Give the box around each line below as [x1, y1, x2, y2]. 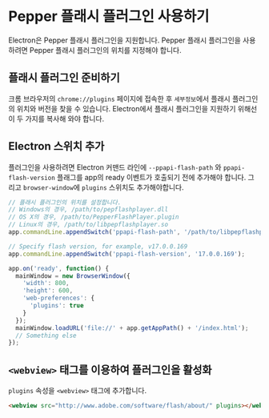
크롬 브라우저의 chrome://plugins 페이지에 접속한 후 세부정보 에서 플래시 [8, 94, 231, 103]
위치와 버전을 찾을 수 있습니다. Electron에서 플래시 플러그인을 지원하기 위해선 [16, 103, 258, 113]
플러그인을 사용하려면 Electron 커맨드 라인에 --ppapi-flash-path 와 [8, 162, 222, 172]
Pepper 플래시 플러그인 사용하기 [8, 7, 210, 26]
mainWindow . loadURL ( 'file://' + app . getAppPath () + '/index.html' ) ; [15, 324, 249, 332]
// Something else [15, 332, 78, 340]
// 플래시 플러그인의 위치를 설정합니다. [8, 198, 122, 207]
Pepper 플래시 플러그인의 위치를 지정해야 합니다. [29, 45, 182, 54]
